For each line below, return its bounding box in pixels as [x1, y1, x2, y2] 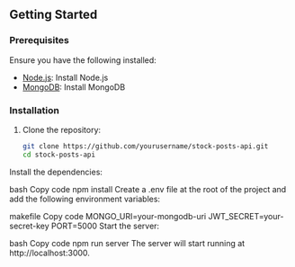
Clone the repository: [22, 124, 102, 135]
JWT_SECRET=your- [208, 210, 284, 221]
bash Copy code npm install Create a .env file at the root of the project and [9, 183, 287, 194]
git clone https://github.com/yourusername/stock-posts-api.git [22, 141, 269, 151]
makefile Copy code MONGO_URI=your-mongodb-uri [9, 210, 207, 221]
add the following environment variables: [9, 193, 160, 204]
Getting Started [9, 7, 98, 22]
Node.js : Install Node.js [22, 72, 109, 83]
